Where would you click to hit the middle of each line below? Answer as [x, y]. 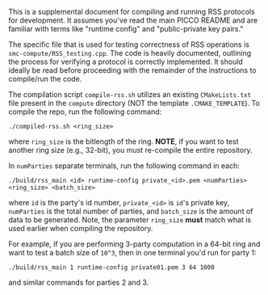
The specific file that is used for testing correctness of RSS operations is [129, 44]
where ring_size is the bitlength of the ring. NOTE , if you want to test [124, 141]
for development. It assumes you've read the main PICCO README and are [133, 20]
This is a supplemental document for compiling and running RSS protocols [132, 12]
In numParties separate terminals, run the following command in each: [124, 166]
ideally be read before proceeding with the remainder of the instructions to [132, 70]
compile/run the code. [45, 79]
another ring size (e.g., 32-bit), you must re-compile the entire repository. [130, 150]
